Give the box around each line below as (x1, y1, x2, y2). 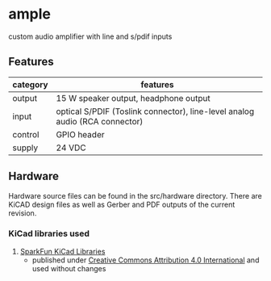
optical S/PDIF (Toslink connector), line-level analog (56, 106, 255, 117)
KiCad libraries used (8, 228, 90, 239)
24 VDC (56, 142, 86, 153)
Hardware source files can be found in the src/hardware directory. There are (8, 191, 262, 200)
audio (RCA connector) (56, 115, 144, 127)
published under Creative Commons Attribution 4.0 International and (31, 255, 260, 265)
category (12, 78, 48, 90)
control (12, 128, 40, 140)
